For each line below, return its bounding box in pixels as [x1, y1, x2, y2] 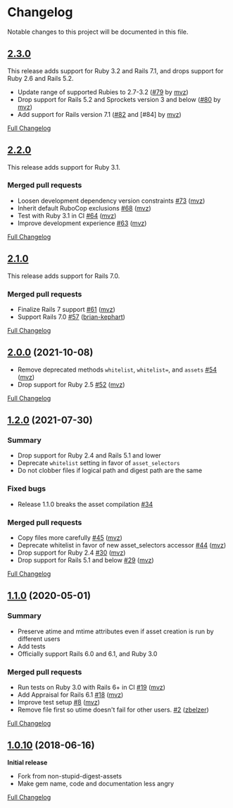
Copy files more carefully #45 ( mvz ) [17, 534, 123, 542]
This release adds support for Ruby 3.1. [7, 163, 121, 171]
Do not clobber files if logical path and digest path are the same [17, 466, 203, 475]
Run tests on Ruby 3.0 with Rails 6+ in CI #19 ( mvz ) [17, 683, 165, 692]
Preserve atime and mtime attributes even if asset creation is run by [17, 627, 214, 636]
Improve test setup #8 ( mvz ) [17, 698, 101, 707]
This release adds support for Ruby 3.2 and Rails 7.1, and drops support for [7, 66, 224, 75]
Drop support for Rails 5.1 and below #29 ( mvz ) [17, 556, 154, 564]
